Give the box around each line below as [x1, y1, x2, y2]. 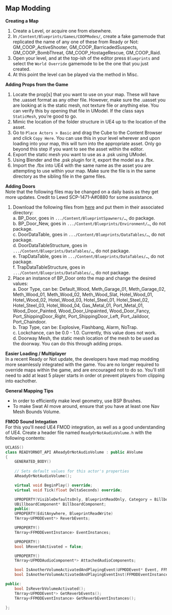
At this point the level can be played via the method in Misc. [12, 71, 139, 78]
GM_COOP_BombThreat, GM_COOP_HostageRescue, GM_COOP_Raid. [12, 49, 161, 55]
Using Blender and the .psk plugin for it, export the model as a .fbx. [12, 157, 155, 163]
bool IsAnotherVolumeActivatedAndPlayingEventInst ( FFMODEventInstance [14, 572, 168, 577]
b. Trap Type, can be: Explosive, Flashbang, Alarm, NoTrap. [12, 324, 138, 330]
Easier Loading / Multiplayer [5, 350, 67, 357]
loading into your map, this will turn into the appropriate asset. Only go [12, 140, 161, 146]
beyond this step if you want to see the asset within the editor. [12, 146, 144, 152]
